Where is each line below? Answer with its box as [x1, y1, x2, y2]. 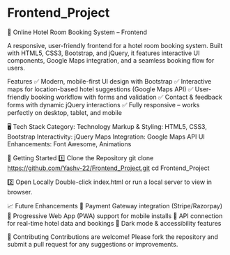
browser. [7, 187, 33, 196]
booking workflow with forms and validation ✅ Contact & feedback [31, 93, 222, 101]
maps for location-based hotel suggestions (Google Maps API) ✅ [7, 85, 194, 93]
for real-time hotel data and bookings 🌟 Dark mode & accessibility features [7, 219, 222, 227]
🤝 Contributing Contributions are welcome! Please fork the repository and [7, 232, 218, 241]
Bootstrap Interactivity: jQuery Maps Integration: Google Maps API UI [7, 132, 206, 141]
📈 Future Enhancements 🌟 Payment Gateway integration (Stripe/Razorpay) [7, 201, 223, 210]
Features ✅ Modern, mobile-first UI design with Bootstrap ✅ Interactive [7, 77, 212, 85]
